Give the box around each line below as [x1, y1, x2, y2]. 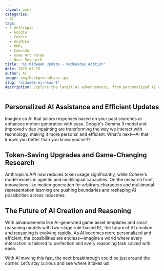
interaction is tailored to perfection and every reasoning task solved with [5, 240, 151, 246]
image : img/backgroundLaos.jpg [5, 75, 69, 80]
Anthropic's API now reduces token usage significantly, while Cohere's [5, 172, 147, 177]
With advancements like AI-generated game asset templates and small [5, 219, 147, 225]
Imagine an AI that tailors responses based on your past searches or [5, 116, 143, 122]
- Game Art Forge [9, 52, 45, 58]
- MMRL [9, 44, 23, 49]
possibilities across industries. [5, 192, 66, 198]
